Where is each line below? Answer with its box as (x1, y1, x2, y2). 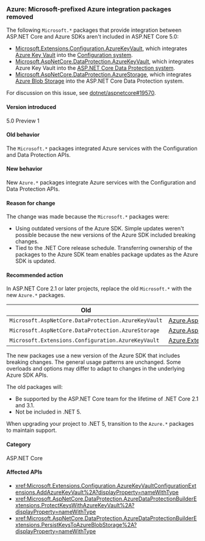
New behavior (6, 165, 43, 173)
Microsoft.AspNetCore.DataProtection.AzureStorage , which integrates (15, 71, 192, 78)
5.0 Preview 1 (6, 117, 40, 124)
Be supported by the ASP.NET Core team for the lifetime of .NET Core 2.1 (15, 395, 199, 403)
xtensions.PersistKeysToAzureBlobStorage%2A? (15, 521, 137, 528)
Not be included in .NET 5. (15, 408, 82, 415)
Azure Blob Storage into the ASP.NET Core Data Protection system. (15, 77, 184, 85)
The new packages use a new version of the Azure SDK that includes (6, 352, 181, 360)
